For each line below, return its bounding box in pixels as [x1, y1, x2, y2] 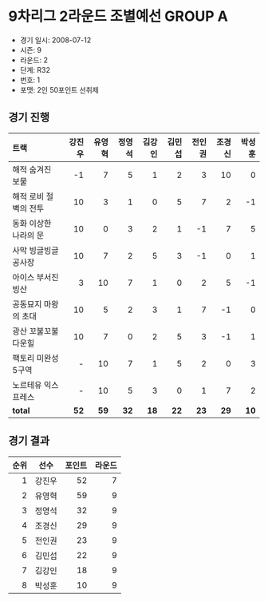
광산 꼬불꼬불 [12, 325, 59, 336]
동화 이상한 [12, 217, 52, 228]
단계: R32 [19, 65, 50, 74]
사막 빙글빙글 [12, 244, 59, 255]
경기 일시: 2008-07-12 [19, 35, 92, 45]
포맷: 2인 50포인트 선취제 [19, 85, 100, 94]
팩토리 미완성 [12, 352, 59, 363]
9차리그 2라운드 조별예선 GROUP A [8, 7, 229, 26]
